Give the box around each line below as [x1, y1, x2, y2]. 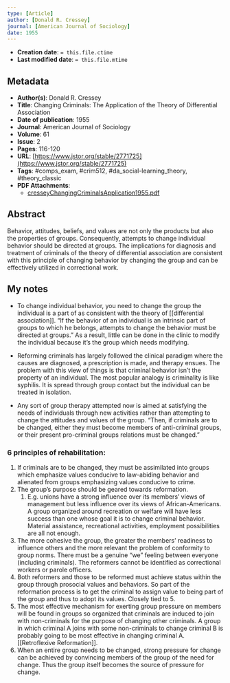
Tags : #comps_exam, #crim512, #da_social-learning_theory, [16, 166, 187, 175]
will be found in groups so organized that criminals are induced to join [16, 609, 215, 618]
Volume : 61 [16, 130, 49, 138]
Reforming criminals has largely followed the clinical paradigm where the [16, 351, 223, 360]
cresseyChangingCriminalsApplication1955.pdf [27, 188, 160, 197]
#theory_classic [16, 174, 62, 182]
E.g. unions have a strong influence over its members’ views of [27, 492, 205, 501]
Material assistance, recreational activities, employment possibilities [27, 521, 220, 530]
